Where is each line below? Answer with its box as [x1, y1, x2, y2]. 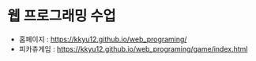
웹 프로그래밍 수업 [7, 7, 116, 25]
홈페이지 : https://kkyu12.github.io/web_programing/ [18, 34, 187, 44]
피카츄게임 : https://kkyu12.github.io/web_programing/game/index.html [18, 44, 248, 53]
